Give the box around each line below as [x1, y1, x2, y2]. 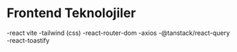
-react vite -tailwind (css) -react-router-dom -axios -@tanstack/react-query [6, 28, 230, 37]
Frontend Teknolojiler [6, 5, 136, 21]
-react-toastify [6, 36, 50, 44]
